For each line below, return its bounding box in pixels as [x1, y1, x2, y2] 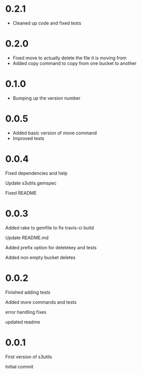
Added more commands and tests [5, 299, 77, 305]
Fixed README [5, 190, 37, 196]
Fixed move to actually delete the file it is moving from [12, 55, 127, 61]
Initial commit [5, 363, 34, 369]
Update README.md [5, 235, 49, 241]
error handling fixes [5, 309, 47, 315]
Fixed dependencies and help [5, 170, 68, 176]
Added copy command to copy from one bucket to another [12, 60, 137, 66]
